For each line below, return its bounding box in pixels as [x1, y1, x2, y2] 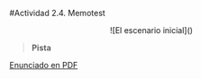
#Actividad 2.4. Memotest [9, 8, 105, 18]
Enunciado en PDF [9, 60, 78, 70]
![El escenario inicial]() [109, 25, 194, 35]
